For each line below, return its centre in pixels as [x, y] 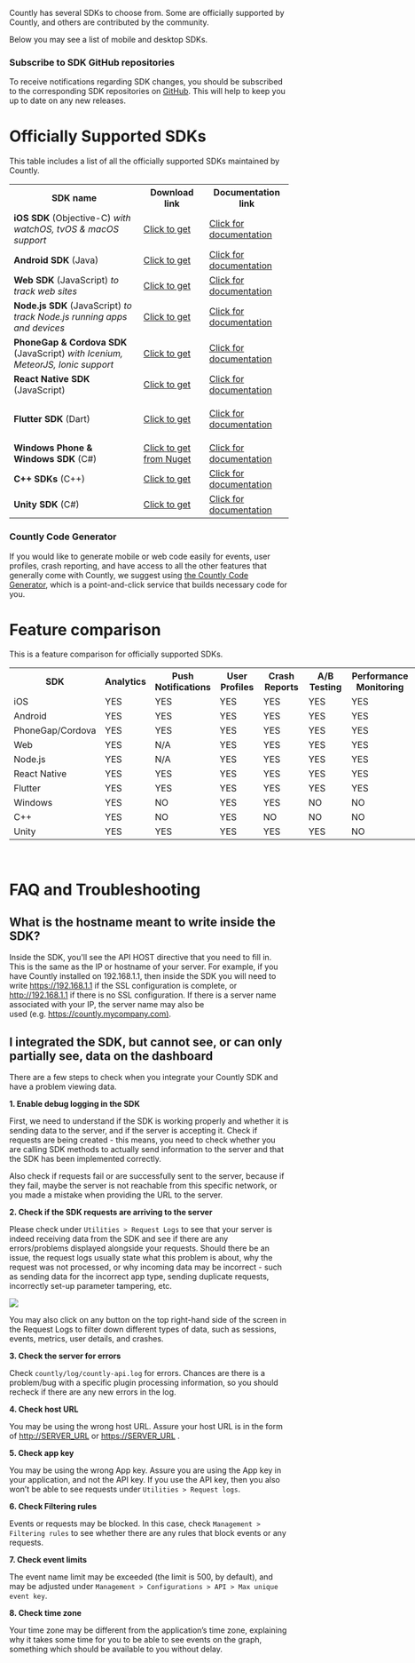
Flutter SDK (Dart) [52, 419]
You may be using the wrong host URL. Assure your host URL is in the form [146, 1427]
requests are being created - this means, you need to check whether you [143, 1140]
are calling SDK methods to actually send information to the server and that [147, 1150]
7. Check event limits [48, 1560]
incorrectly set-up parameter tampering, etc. [91, 1286]
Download [172, 193]
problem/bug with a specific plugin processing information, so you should [144, 1383]
